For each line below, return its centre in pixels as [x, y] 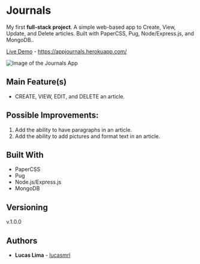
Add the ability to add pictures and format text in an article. [87, 136]
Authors [22, 241]
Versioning [27, 207]
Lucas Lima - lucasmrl [43, 255]
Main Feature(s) [37, 82]
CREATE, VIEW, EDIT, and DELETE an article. [70, 96]
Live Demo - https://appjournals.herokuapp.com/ [66, 51]
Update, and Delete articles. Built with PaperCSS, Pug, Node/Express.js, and [100, 33]
